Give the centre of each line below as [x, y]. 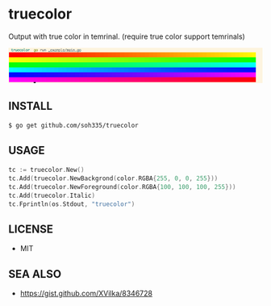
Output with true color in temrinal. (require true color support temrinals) [127, 36]
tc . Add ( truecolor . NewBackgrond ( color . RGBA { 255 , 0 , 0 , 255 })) [113, 178]
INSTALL [31, 106]
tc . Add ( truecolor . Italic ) [52, 195]
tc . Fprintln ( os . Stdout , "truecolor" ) [72, 204]
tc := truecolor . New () [46, 170]
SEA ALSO [35, 274]
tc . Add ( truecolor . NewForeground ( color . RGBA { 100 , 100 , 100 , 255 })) [122, 187]
